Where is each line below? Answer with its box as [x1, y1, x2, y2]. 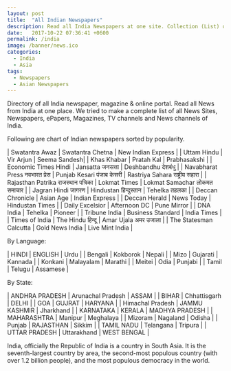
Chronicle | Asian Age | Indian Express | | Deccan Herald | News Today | [7, 194, 211, 202]
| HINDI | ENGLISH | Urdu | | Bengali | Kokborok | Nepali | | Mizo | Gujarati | [7, 250, 219, 259]
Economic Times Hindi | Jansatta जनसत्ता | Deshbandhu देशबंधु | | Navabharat [7, 163, 218, 171]
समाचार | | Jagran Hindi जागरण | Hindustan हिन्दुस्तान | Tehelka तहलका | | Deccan [7, 186, 218, 194]
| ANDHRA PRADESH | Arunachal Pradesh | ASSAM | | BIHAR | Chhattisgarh [7, 292, 222, 300]
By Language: [7, 237, 47, 245]
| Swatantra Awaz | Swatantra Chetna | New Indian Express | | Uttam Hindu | [7, 148, 223, 157]
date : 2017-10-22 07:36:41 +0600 [7, 29, 109, 37]
